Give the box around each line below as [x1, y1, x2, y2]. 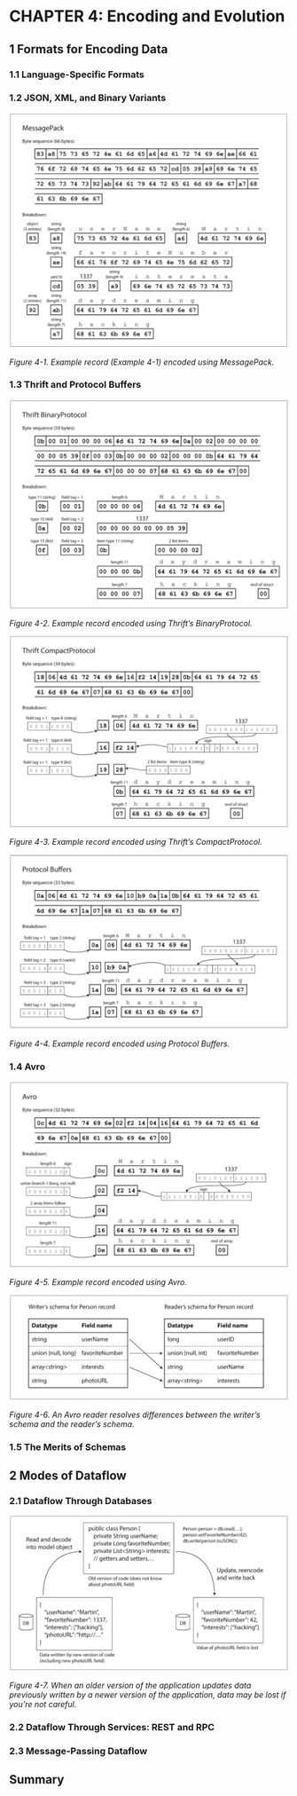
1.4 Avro [9, 1060, 46, 1073]
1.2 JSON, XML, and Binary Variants [9, 91, 167, 104]
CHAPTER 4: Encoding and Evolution [9, 6, 285, 27]
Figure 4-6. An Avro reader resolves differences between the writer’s [9, 1409, 261, 1420]
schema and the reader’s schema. [9, 1418, 135, 1430]
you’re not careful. [9, 1698, 77, 1709]
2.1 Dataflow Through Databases [9, 1495, 152, 1508]
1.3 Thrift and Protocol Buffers [9, 379, 142, 391]
